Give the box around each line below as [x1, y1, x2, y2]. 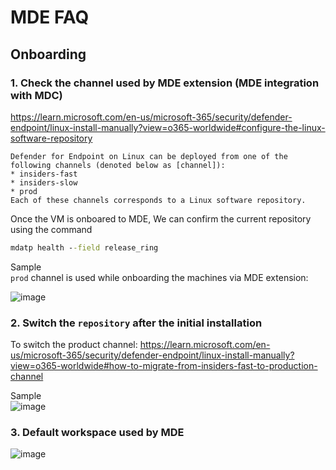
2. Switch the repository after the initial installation [10, 316, 263, 330]
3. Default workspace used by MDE [10, 425, 185, 439]
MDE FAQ [10, 6, 90, 29]
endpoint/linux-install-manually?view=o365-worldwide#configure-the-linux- [10, 121, 326, 133]
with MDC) [10, 88, 63, 102]
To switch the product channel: [10, 339, 138, 351]
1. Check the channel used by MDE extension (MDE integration [10, 76, 320, 90]
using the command [10, 223, 93, 235]
